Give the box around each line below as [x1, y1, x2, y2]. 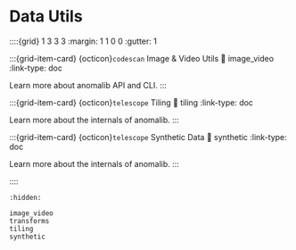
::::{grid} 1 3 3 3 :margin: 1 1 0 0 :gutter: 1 [9, 36, 158, 46]
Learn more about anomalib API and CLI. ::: [9, 79, 168, 90]
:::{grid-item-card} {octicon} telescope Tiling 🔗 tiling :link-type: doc [9, 96, 254, 108]
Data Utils [9, 6, 83, 27]
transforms [9, 216, 50, 225]
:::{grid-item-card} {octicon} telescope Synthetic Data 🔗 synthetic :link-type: [9, 131, 287, 142]
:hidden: [9, 193, 42, 202]
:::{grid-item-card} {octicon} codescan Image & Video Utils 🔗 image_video [9, 53, 275, 63]
